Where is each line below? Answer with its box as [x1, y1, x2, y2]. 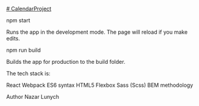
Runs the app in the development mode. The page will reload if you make [6, 28, 188, 36]
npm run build [6, 46, 41, 54]
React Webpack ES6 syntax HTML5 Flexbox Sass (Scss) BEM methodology [6, 81, 194, 89]
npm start [6, 17, 31, 23]
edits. [6, 35, 20, 42]
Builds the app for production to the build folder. [6, 58, 125, 65]
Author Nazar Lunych [6, 93, 59, 100]
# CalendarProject [6, 5, 52, 12]
